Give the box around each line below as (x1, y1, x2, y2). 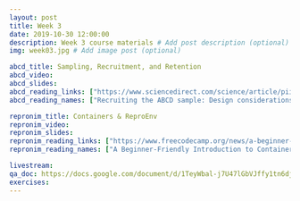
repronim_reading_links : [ (9, 137, 110, 146)
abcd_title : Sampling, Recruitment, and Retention (9, 63, 202, 71)
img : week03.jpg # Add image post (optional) (9, 46, 181, 55)
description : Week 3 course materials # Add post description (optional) (9, 38, 290, 47)
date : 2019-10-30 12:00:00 (9, 29, 110, 38)
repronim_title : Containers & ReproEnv (9, 112, 158, 121)
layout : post (9, 13, 58, 22)
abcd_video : (9, 71, 54, 80)
